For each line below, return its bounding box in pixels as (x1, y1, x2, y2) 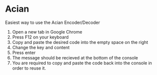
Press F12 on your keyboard (12, 34, 69, 40)
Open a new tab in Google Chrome (12, 29, 82, 35)
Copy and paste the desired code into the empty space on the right (12, 39, 148, 45)
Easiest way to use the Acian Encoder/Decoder (5, 19, 100, 25)
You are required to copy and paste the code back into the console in (12, 60, 152, 66)
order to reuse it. (12, 65, 46, 71)
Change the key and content (12, 44, 70, 50)
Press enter (12, 50, 36, 56)
